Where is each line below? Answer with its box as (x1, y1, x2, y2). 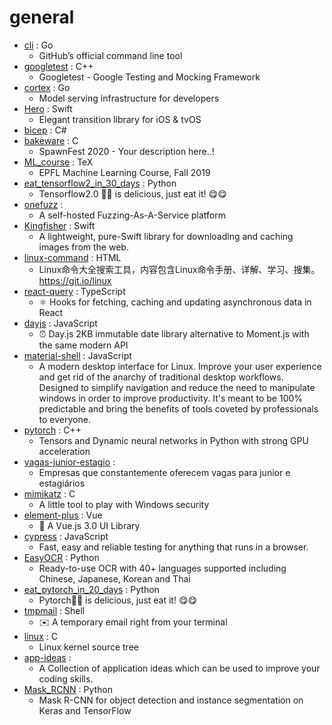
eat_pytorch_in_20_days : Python (23, 583, 160, 595)
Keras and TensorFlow (38, 704, 132, 716)
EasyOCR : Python (23, 551, 100, 563)
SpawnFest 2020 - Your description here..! (38, 145, 215, 157)
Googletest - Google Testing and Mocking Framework (38, 71, 261, 83)
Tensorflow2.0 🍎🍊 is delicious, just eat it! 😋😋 (38, 187, 227, 200)
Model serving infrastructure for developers (38, 92, 220, 104)
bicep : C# (23, 124, 67, 136)
